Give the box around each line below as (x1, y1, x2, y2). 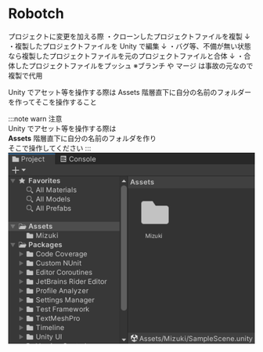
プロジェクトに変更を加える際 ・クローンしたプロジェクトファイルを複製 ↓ (8, 31, 250, 41)
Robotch (8, 5, 64, 23)
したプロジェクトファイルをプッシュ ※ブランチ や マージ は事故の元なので (14, 60, 254, 71)
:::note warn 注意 (8, 114, 63, 123)
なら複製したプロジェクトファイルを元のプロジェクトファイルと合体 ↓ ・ (8, 51, 244, 60)
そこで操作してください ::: (8, 143, 92, 153)
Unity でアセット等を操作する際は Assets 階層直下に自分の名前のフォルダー (8, 87, 252, 96)
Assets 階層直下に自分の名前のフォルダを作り (8, 133, 157, 143)
